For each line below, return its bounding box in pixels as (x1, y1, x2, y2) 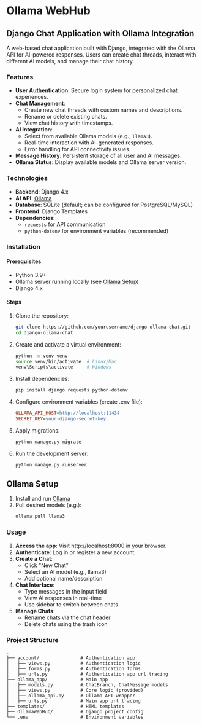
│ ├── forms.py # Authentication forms (6, 665, 141, 672)
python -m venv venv (15, 353, 68, 359)
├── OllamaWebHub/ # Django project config (6, 708, 144, 715)
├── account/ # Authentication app (6, 655, 136, 661)
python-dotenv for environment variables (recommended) (24, 227, 169, 234)
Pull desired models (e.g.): (15, 501, 81, 509)
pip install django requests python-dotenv (15, 387, 129, 393)
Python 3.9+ (15, 271, 47, 278)
